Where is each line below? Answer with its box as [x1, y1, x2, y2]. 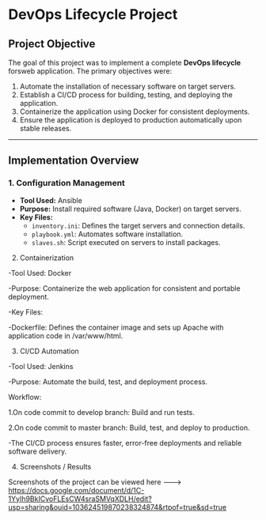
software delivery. [8, 447, 67, 456]
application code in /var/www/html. [8, 330, 123, 341]
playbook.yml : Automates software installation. [31, 229, 184, 239]
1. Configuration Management [8, 178, 125, 189]
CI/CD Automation [19, 346, 79, 356]
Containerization [19, 253, 74, 262]
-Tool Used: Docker [8, 268, 72, 277]
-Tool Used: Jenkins [8, 361, 74, 371]
